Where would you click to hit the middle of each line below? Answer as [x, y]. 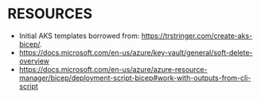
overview [34, 61]
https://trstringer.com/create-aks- [197, 36]
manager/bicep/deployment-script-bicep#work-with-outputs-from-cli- [135, 78]
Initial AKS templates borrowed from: [79, 36]
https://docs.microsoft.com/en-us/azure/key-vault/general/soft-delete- [136, 52]
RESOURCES [50, 14]
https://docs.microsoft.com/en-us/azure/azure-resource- [113, 69]
